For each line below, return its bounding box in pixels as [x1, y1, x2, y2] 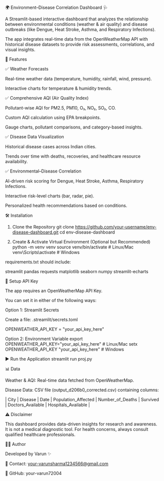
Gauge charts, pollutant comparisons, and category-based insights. [5, 124, 143, 130]
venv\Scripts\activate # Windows [12, 249, 80, 255]
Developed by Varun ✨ [5, 451, 51, 457]
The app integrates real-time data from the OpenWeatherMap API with [5, 36, 148, 42]
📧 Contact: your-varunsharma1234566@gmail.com [5, 461, 109, 467]
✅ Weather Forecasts [5, 66, 48, 71]
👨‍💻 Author [5, 441, 26, 447]
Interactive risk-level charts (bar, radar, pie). [5, 193, 94, 199]
